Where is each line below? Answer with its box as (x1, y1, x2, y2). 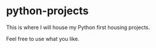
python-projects (6, 4, 89, 18)
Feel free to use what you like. (6, 35, 80, 42)
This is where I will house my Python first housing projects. (6, 24, 150, 31)
